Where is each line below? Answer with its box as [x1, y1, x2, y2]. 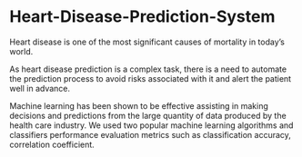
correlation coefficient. [9, 139, 96, 150]
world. [9, 45, 34, 56]
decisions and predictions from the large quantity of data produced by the [9, 110, 287, 121]
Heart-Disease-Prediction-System [9, 6, 276, 27]
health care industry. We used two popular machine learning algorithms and [9, 120, 294, 131]
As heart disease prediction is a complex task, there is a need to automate [9, 64, 287, 74]
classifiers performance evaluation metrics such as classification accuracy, [9, 129, 291, 140]
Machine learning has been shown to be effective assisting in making [9, 100, 268, 111]
